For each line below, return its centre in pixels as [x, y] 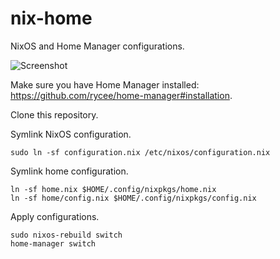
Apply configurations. [55, 216]
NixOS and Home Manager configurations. [97, 46]
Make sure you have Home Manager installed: [105, 84]
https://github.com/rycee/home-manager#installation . [121, 95]
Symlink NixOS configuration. [71, 134]
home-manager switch [53, 243]
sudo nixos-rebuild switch [66, 235]
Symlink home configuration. [69, 171]
